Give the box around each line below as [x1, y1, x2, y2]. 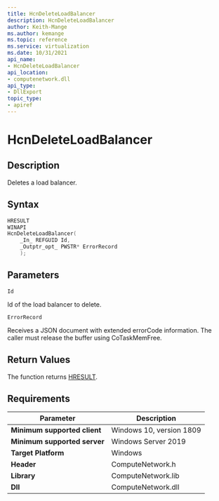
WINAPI [7, 224, 27, 231]
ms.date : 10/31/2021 [7, 50, 68, 57]
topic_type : [7, 95, 42, 102]
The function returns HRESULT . [7, 373, 98, 381]
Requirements [7, 392, 70, 404]
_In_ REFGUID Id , [20, 236, 71, 244]
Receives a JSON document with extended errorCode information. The [7, 326, 212, 334]
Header [11, 460, 36, 469]
